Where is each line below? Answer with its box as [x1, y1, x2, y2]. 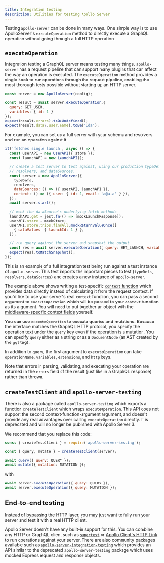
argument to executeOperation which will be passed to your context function [5, 299, 159, 304]
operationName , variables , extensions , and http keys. [5, 354, 112, 360]
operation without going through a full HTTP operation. [5, 35, 116, 41]
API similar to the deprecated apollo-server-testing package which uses [5, 547, 153, 553]
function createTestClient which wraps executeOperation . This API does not [5, 406, 159, 412]
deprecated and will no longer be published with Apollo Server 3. [5, 422, 136, 427]
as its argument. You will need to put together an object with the [5, 303, 134, 310]
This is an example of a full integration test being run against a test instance [5, 263, 157, 269]
